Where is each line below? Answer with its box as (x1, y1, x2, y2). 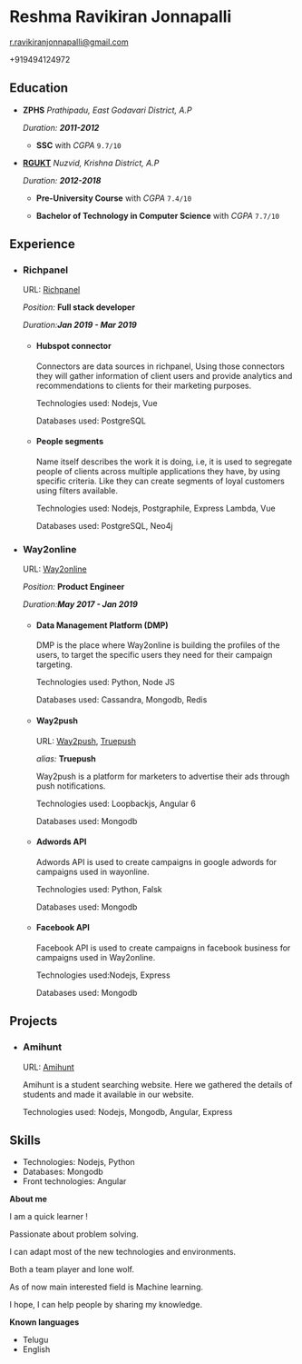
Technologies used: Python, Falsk (35, 883, 163, 894)
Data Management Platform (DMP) (35, 620, 170, 631)
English (22, 1344, 51, 1355)
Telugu (22, 1334, 49, 1346)
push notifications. (35, 780, 106, 792)
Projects (9, 1013, 58, 1029)
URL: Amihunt (22, 1061, 74, 1072)
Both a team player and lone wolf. (9, 1264, 134, 1275)
